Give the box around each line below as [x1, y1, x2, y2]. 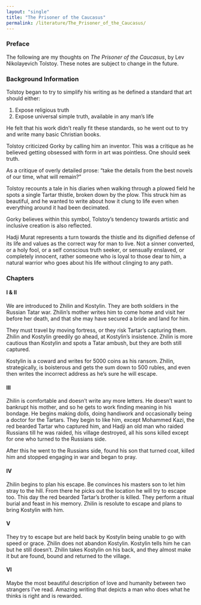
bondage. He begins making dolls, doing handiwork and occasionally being [6, 410, 192, 417]
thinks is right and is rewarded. [6, 592, 83, 599]
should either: [6, 94, 41, 102]
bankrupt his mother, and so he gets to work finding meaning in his [6, 403, 172, 411]
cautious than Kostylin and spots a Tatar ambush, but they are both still [6, 340, 182, 347]
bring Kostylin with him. [6, 506, 65, 513]
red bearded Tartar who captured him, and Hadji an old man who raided [6, 423, 184, 430]
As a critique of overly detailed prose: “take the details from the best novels [6, 166, 193, 174]
